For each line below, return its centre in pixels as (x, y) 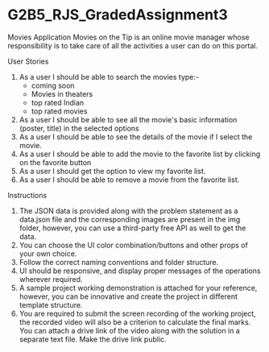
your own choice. (48, 253)
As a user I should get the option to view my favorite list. (112, 171)
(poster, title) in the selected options (79, 128)
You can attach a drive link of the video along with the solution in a (130, 330)
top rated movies (59, 111)
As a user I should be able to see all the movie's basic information (128, 119)
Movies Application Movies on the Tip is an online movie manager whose (128, 37)
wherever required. (51, 279)
